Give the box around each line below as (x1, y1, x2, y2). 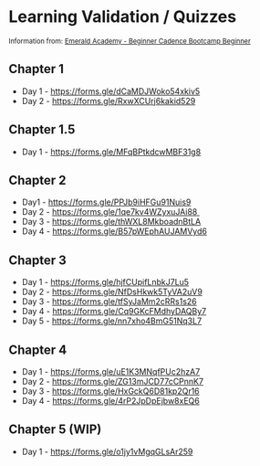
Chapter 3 (8, 252, 68, 268)
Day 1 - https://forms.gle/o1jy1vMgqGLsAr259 (21, 446, 193, 457)
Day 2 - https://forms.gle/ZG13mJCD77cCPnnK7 (21, 376, 204, 387)
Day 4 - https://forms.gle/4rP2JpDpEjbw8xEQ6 (21, 396, 200, 406)
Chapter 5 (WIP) (8, 422, 102, 438)
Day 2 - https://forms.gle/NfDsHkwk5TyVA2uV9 (21, 286, 203, 298)
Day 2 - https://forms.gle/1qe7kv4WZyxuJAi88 (21, 207, 198, 217)
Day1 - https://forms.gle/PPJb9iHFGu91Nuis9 (21, 196, 192, 207)
